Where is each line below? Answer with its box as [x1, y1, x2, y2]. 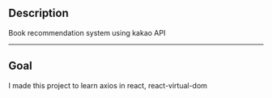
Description [8, 6, 69, 20]
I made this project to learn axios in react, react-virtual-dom [8, 80, 208, 90]
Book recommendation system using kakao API [8, 28, 166, 37]
